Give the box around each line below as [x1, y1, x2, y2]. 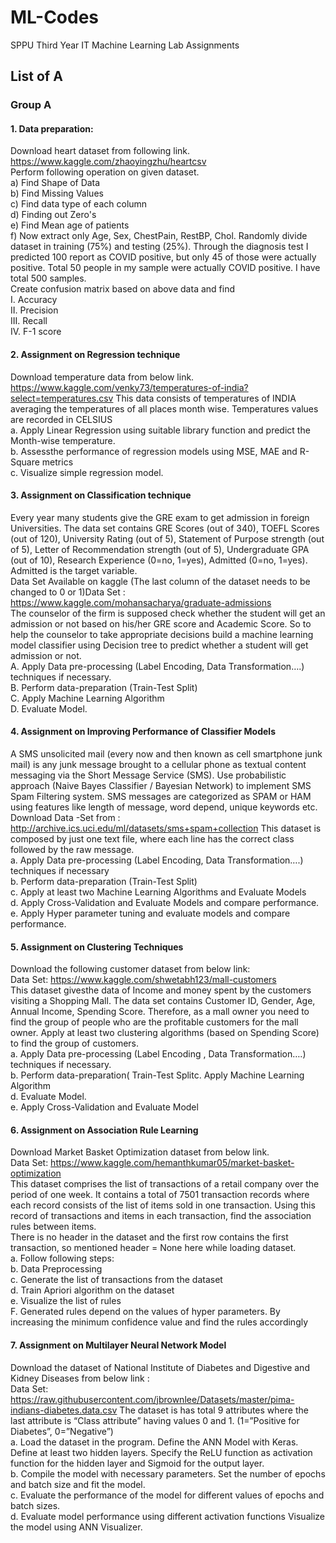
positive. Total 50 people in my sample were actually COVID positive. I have [10, 262, 321, 274]
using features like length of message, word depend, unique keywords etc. [10, 801, 318, 813]
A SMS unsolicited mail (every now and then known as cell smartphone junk [10, 748, 323, 760]
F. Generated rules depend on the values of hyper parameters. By [10, 1306, 281, 1318]
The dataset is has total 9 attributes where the [119, 1404, 309, 1416]
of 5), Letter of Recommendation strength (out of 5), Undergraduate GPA [10, 543, 310, 555]
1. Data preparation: [10, 122, 94, 135]
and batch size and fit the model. [10, 1478, 146, 1490]
